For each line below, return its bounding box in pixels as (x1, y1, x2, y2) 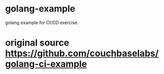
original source (5, 37, 69, 48)
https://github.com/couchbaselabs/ (5, 48, 159, 59)
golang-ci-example (5, 58, 87, 70)
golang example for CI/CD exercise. (5, 19, 79, 25)
